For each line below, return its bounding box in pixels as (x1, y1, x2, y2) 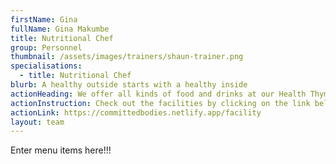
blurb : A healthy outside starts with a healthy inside (10, 80, 248, 90)
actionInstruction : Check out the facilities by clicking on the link (10, 98, 311, 108)
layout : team (10, 117, 65, 127)
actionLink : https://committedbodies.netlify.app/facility (10, 107, 262, 118)
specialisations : (10, 61, 83, 71)
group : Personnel (10, 42, 83, 53)
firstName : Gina (10, 14, 78, 25)
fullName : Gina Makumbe (10, 24, 110, 34)
